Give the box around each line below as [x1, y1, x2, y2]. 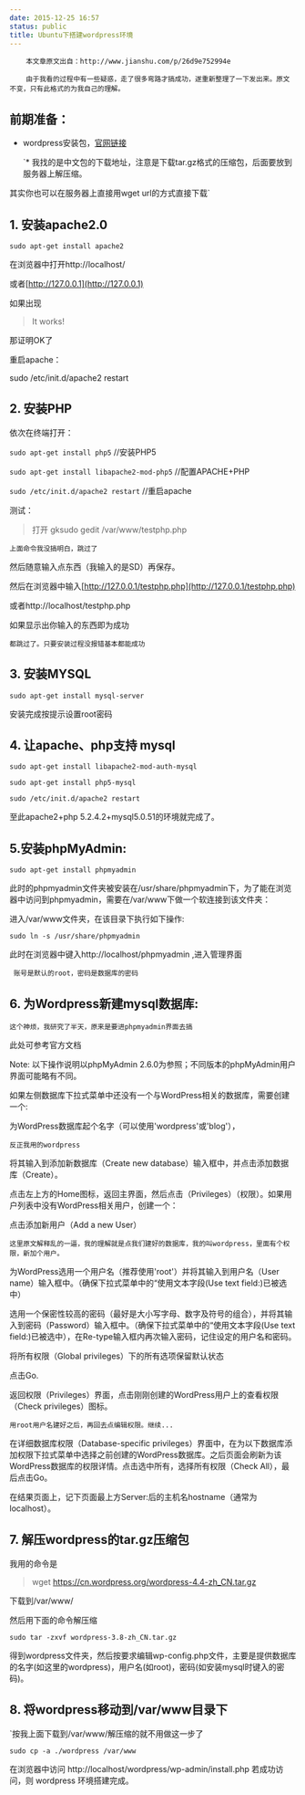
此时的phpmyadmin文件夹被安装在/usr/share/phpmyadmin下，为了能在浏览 [9, 883, 292, 894]
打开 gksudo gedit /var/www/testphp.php [31, 524, 188, 535]
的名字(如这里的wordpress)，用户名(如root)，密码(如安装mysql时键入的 [9, 1661, 277, 1672]
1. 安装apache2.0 [9, 216, 107, 233]
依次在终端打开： [9, 426, 74, 438]
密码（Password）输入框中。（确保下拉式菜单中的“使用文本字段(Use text [25, 1320, 296, 1331]
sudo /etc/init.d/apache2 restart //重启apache [9, 485, 192, 496]
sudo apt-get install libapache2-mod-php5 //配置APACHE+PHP [9, 466, 250, 477]
